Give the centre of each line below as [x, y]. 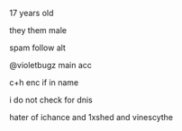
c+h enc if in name [44, 83]
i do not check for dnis [51, 100]
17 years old [32, 13]
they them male [38, 30]
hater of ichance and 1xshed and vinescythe [91, 117]
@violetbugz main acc [50, 65]
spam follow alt [37, 48]
